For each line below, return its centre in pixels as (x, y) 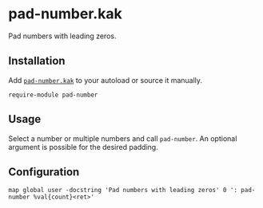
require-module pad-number (53, 95)
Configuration (44, 172)
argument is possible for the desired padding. (83, 147)
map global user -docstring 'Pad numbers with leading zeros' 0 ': (123, 190)
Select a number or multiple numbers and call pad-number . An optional (123, 138)
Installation (37, 61)
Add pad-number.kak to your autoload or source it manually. (105, 80)
